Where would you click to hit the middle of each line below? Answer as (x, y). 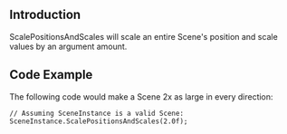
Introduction (45, 15)
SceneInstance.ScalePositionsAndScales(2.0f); (99, 121)
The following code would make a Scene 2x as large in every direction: (141, 96)
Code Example (51, 75)
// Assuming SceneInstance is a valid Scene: (96, 113)
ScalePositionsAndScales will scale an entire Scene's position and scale (143, 36)
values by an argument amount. (68, 46)
